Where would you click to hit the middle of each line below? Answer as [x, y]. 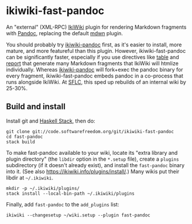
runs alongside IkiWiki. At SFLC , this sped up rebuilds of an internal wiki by [96, 82]
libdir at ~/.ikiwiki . [30, 178]
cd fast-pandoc [25, 137]
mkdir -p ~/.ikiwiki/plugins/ [43, 188]
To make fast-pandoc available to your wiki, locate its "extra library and [92, 152]
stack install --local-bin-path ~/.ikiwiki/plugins [70, 194]
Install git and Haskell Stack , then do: [51, 121]
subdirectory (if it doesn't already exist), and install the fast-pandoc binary [95, 165]
